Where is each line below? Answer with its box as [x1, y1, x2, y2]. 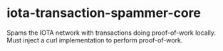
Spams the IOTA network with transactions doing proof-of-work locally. [6, 28, 217, 37]
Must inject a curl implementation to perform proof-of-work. [6, 35, 183, 44]
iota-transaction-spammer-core [6, 5, 201, 21]
